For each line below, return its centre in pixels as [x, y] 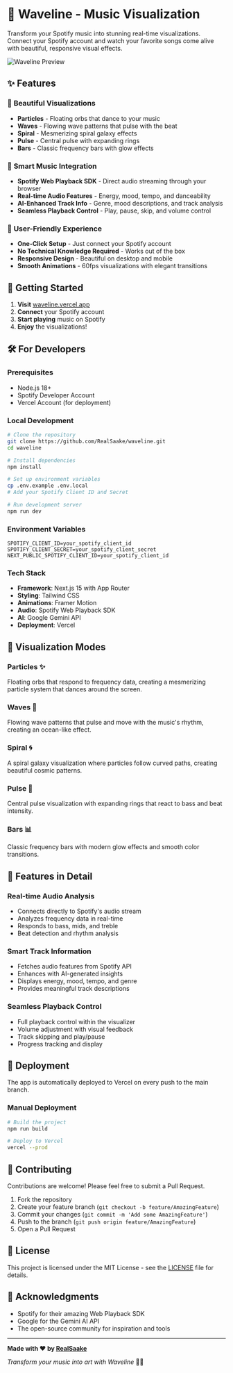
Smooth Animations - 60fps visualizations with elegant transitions [112, 266]
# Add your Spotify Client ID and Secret [68, 493]
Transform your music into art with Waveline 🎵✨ [76, 1362]
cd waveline [24, 447]
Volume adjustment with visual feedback [75, 1029]
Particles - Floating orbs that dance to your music [89, 118]
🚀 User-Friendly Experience [55, 229]
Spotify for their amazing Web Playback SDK [81, 1313]
